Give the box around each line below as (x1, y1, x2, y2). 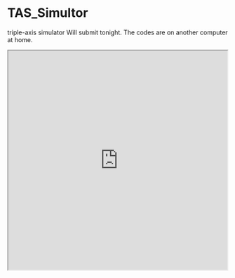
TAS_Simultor (7, 5, 88, 21)
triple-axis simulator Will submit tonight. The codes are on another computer (7, 28, 228, 37)
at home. (7, 35, 33, 44)
